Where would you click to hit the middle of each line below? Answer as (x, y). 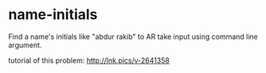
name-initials (53, 15)
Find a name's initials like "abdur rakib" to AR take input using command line (133, 36)
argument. (25, 44)
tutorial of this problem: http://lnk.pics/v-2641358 (89, 60)
